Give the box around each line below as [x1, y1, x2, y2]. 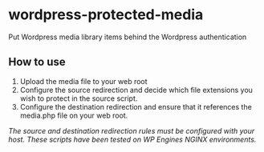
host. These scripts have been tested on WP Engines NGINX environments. [8, 134, 257, 144]
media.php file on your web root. [19, 110, 128, 120]
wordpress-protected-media [8, 6, 204, 24]
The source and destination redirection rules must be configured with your [8, 126, 255, 135]
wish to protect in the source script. [19, 94, 138, 103]
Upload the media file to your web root [19, 76, 148, 86]
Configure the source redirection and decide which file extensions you [19, 85, 253, 94]
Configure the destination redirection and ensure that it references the [19, 102, 253, 111]
